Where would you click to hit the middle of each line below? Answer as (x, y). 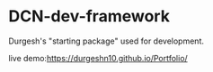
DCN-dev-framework (89, 16)
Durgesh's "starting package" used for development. (106, 41)
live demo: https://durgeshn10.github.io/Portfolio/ (98, 58)
